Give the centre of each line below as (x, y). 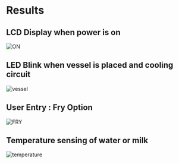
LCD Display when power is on (63, 32)
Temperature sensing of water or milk (77, 141)
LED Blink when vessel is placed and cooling (90, 65)
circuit (18, 75)
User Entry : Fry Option (50, 108)
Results (25, 10)
